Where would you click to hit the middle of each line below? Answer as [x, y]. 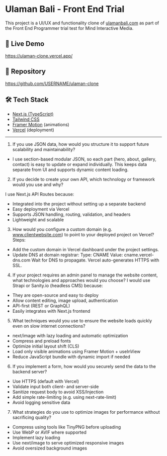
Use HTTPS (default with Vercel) [46, 381]
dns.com [21, 260]
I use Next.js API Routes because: [40, 194]
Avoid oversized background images [50, 448]
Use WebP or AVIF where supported [49, 432]
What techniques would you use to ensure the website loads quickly [82, 321]
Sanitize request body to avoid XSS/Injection [58, 392]
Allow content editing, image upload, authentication [65, 301]
